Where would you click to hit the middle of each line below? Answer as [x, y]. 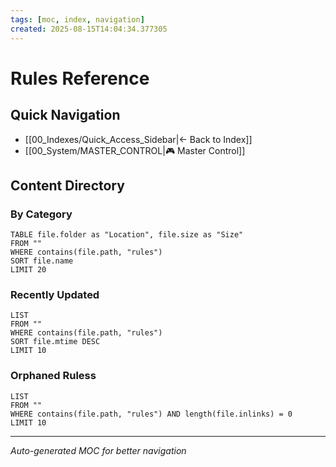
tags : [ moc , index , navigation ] [77, 19]
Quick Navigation [65, 115]
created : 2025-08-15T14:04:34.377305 [89, 29]
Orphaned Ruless [53, 376]
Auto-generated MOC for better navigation [98, 450]
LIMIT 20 [28, 270]
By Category [41, 214]
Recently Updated [55, 295]
